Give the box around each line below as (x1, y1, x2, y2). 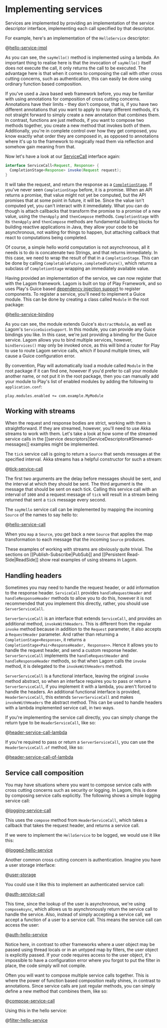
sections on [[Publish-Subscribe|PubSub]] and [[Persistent (5, 551, 126, 557)
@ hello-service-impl (5, 44, 47, 50)
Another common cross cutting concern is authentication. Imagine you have (5, 857, 161, 863)
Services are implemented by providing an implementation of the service (5, 20, 155, 26)
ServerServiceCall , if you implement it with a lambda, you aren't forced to (5, 683, 157, 690)
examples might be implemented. (30, 441, 99, 448)
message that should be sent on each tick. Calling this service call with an (5, 486, 157, 493)
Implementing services (5, 3, 103, 15)
